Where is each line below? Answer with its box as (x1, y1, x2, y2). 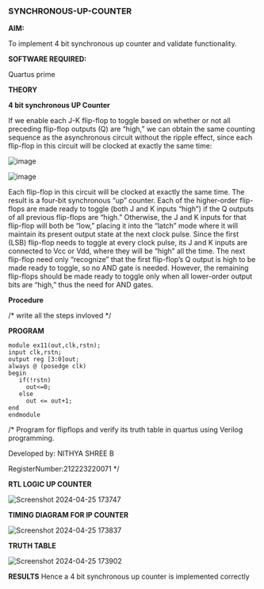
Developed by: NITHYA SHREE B (8, 448, 115, 458)
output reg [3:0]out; (8, 356, 80, 364)
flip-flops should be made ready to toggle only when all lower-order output (8, 271, 253, 281)
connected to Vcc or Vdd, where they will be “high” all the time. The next (8, 246, 246, 256)
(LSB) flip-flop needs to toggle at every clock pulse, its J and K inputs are (8, 238, 248, 248)
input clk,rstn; (8, 348, 62, 356)
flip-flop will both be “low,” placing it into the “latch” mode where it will (8, 221, 239, 231)
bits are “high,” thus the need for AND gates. (8, 280, 154, 290)
